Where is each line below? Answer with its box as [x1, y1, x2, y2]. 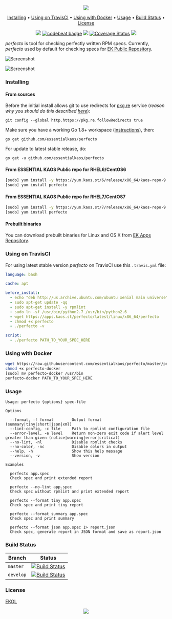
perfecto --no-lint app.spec [10, 484, 72, 490]
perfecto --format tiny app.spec [10, 498, 81, 503]
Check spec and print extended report [10, 476, 93, 481]
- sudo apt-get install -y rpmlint [10, 305, 86, 310]
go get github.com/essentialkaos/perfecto [5, 137, 97, 142]
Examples [5, 462, 24, 467]
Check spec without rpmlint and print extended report [10, 489, 130, 494]
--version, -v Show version [10, 453, 100, 458]
